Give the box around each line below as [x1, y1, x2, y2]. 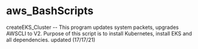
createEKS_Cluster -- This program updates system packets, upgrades [6, 24, 179, 31]
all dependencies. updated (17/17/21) [6, 36, 96, 43]
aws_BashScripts [6, 4, 94, 18]
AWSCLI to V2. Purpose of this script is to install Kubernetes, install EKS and [6, 30, 193, 37]
